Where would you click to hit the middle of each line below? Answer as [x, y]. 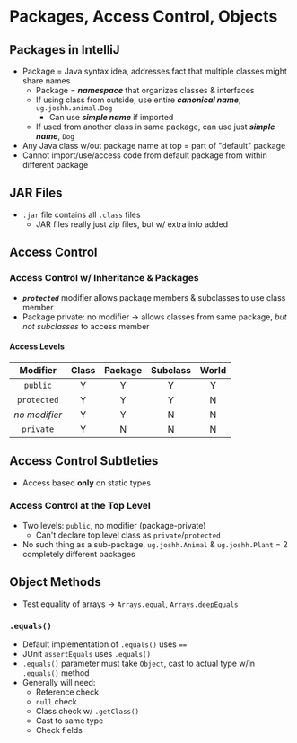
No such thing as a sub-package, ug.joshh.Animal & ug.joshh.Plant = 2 [155, 544]
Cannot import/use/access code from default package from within [144, 155]
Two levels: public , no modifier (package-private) [114, 525]
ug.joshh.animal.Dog [74, 109]
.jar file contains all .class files [81, 214]
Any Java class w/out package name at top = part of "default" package [154, 146]
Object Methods [55, 582]
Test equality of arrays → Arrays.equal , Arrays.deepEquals [130, 604]
